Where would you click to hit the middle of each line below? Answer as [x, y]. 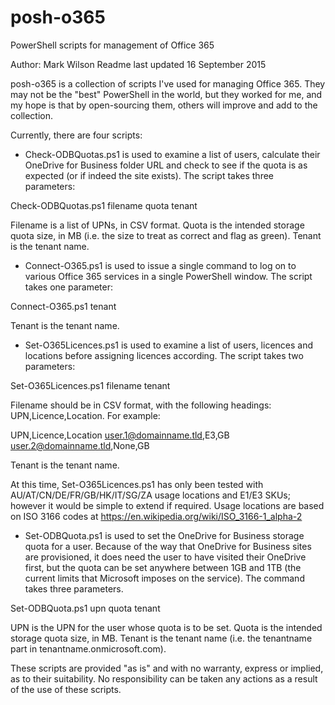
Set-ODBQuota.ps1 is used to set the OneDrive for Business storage [164, 535]
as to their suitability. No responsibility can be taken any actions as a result [164, 678]
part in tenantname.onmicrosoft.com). [88, 648]
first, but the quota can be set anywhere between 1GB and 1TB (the [163, 567]
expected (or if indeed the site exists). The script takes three [149, 175]
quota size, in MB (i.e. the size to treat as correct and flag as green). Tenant [166, 235]
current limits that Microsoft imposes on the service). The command [164, 578]
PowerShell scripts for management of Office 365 [112, 45]
